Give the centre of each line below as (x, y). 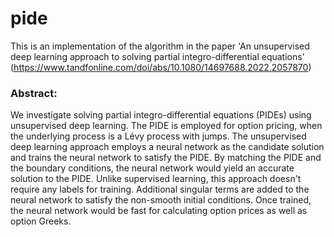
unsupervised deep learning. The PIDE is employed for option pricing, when (166, 126)
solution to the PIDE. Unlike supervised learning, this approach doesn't (156, 179)
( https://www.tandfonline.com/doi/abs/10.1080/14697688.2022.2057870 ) (161, 67)
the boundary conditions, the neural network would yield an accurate (152, 168)
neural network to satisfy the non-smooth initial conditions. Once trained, (161, 200)
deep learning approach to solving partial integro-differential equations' (157, 56)
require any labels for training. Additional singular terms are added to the (160, 189)
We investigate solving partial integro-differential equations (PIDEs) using (161, 115)
